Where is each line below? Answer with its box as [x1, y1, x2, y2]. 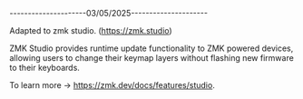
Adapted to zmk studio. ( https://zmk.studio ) [9, 25, 172, 35]
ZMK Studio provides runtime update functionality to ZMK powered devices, [9, 43, 294, 54]
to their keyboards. [9, 63, 80, 73]
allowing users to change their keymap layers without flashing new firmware [9, 53, 295, 63]
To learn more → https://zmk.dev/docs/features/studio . [9, 80, 215, 90]
